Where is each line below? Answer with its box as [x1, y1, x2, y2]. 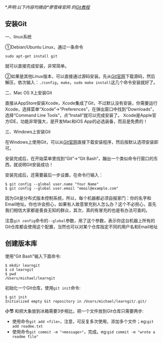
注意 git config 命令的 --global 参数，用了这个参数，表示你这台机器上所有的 [5, 217, 155, 223]
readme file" [12, 334, 39, 339]
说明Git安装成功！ [18, 161, 54, 167]
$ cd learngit [5, 267, 34, 272]
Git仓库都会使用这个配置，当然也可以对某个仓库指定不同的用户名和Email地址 [5, 224, 158, 229]
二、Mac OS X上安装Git [5, 90, 53, 95]
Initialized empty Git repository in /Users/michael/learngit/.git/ [5, 299, 147, 304]
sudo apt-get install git [5, 54, 57, 58]
